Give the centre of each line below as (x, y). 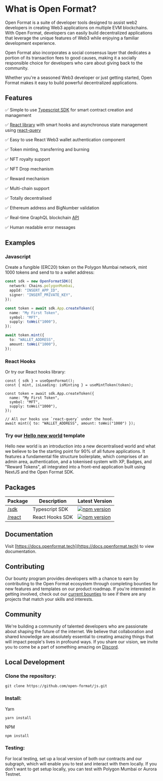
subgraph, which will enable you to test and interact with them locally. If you (81, 763)
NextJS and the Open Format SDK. (40, 472)
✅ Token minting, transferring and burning (47, 149)
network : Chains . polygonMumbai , (42, 286)
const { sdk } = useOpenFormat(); (40, 381)
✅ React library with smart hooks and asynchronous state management (76, 125)
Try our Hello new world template (45, 435)
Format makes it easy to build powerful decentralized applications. (72, 83)
